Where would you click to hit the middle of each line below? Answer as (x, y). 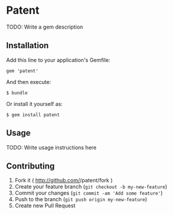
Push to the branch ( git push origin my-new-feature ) (81, 200)
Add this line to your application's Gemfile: (58, 60)
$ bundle (17, 93)
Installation (27, 46)
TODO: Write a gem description (45, 27)
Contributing (30, 166)
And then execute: (29, 82)
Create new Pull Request (45, 205)
